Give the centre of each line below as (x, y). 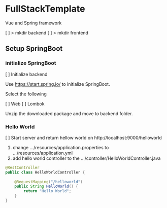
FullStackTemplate (45, 9)
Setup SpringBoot (34, 49)
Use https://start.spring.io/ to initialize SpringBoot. (58, 84)
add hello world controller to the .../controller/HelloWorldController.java (87, 158)
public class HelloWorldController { (45, 172)
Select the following (26, 94)
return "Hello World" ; (47, 191)
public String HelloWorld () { (46, 186)
